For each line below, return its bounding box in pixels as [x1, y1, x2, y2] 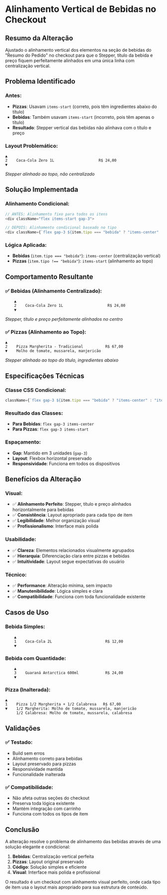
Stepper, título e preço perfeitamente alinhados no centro [5, 316, 123, 322]
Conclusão [5, 825, 40, 834]
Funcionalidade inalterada [12, 771, 66, 777]
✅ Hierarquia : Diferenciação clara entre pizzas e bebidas [12, 553, 130, 559]
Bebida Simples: [5, 623, 46, 630]
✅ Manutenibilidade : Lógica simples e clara [12, 588, 103, 594]
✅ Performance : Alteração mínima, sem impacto [12, 582, 113, 588]
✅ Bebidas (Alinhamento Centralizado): [5, 287, 102, 294]
